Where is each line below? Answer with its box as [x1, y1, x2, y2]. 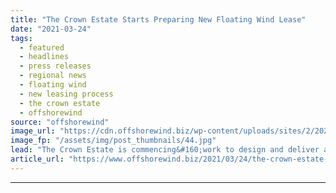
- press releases [19, 61, 92, 71]
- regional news [19, 71, 87, 81]
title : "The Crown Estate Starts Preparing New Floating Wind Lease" [10, 14, 307, 25]
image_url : [10, 126, 56, 136]
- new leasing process [19, 89, 114, 99]
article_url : [10, 154, 65, 164]
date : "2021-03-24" [10, 24, 92, 34]
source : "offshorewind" [10, 117, 110, 127]
